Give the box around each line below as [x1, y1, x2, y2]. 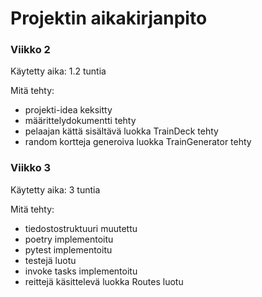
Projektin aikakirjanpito [10, 7, 208, 30]
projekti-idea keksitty [24, 104, 113, 116]
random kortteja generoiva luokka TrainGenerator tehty [24, 136, 252, 148]
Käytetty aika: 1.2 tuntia [10, 65, 107, 77]
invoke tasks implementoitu [24, 265, 138, 277]
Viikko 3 [10, 161, 52, 175]
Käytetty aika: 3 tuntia [10, 183, 101, 196]
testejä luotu [24, 254, 77, 266]
